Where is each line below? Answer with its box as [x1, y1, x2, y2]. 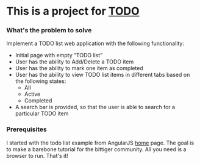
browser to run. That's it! [6, 152, 68, 159]
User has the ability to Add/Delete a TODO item [15, 58, 134, 65]
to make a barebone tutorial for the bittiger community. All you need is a [6, 145, 187, 153]
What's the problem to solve [6, 26, 92, 35]
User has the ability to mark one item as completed [15, 65, 143, 72]
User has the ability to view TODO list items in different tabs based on [15, 71, 190, 79]
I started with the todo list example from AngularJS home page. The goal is [6, 139, 195, 146]
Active [24, 90, 41, 98]
